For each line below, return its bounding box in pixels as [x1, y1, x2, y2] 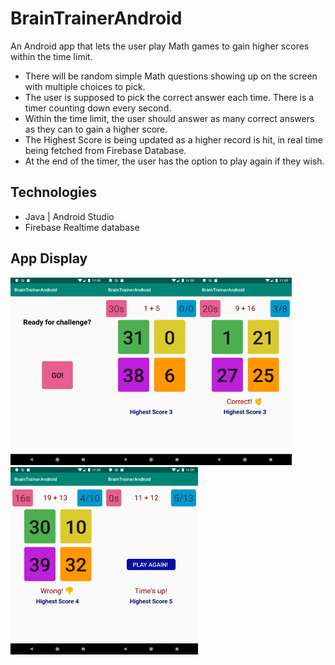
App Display [10, 250, 88, 267]
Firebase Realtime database [24, 221, 140, 233]
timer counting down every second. [24, 102, 172, 114]
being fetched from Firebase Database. [24, 144, 187, 156]
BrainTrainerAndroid [10, 7, 183, 30]
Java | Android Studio [24, 210, 115, 222]
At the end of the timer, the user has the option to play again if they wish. [24, 155, 325, 167]
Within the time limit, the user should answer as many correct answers [24, 112, 315, 124]
